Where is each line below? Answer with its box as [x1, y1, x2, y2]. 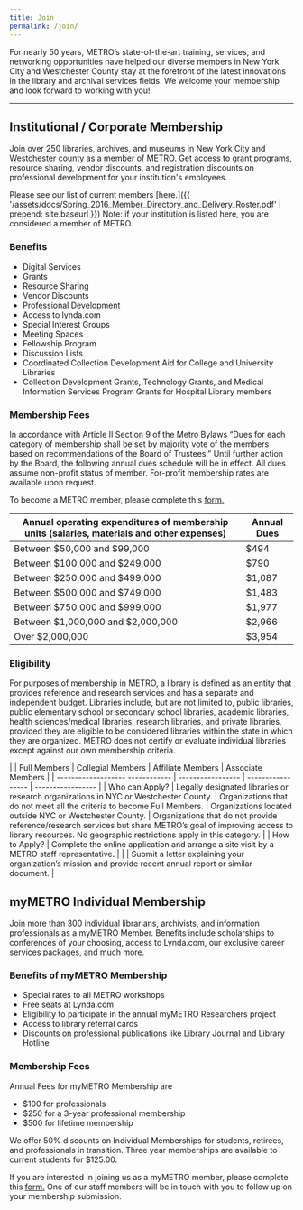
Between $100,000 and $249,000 [14, 557, 161, 569]
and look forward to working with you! [9, 85, 151, 96]
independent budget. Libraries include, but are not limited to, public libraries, [9, 697, 294, 708]
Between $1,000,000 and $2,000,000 [14, 615, 179, 628]
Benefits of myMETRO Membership [9, 969, 168, 982]
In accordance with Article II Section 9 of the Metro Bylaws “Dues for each [9, 429, 286, 439]
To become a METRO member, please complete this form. [9, 494, 225, 505]
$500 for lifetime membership [22, 1117, 133, 1128]
